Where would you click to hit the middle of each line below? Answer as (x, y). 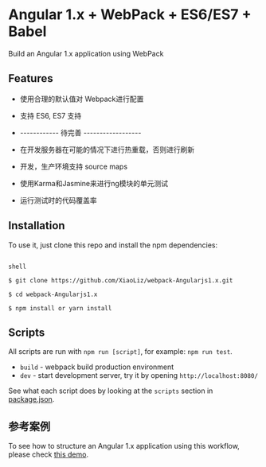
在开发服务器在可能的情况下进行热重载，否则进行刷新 (107, 150)
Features (31, 78)
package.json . (31, 399)
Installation (37, 226)
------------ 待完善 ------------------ (80, 132)
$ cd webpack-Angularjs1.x (53, 294)
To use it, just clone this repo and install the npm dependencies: (113, 245)
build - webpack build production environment (97, 367)
